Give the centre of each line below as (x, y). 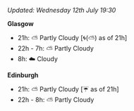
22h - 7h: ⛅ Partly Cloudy (55, 48)
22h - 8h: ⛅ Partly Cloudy (56, 100)
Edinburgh (23, 75)
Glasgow (20, 24)
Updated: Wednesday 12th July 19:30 (62, 10)
